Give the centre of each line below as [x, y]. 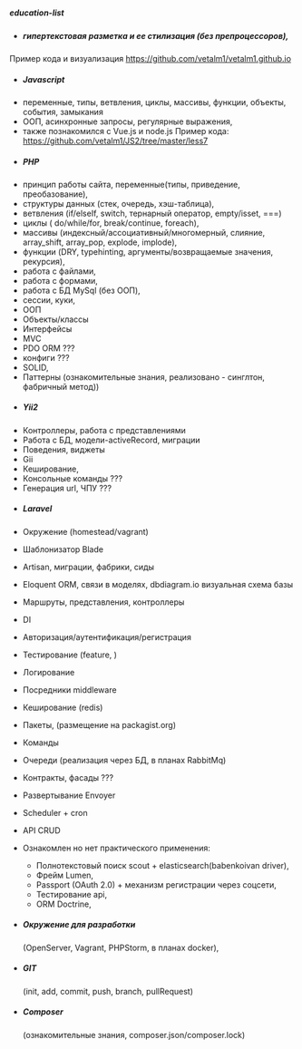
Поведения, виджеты [64, 449]
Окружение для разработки [79, 925]
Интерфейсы [47, 328]
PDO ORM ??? [49, 348]
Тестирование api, [71, 894]
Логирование [49, 672]
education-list [37, 13]
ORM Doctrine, [64, 904]
